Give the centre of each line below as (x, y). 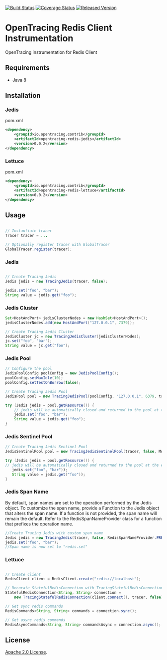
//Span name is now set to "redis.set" (46, 547)
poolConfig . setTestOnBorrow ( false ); (43, 383)
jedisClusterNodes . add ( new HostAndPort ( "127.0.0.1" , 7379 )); (70, 323)
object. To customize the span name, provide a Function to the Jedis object (82, 508)
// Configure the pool (29, 369)
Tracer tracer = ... (27, 236)
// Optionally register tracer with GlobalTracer (58, 245)
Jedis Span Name (27, 492)
